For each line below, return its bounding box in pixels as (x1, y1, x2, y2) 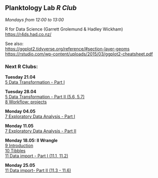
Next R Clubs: (5, 63, 38, 70)
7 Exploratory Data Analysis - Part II (5, 128, 76, 134)
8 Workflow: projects (5, 99, 47, 105)
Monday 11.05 (5, 123, 34, 129)
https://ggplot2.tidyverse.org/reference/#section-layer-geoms (5, 46, 130, 51)
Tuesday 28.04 (5, 89, 36, 95)
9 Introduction (5, 143, 34, 148)
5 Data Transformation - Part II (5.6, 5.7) (5, 94, 85, 100)
